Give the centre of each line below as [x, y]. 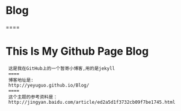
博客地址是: [21, 80]
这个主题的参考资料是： [33, 97]
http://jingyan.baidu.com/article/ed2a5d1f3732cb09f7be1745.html [92, 102]
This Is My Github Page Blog [77, 51]
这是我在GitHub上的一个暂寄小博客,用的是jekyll [62, 68]
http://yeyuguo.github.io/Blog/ [49, 85]
